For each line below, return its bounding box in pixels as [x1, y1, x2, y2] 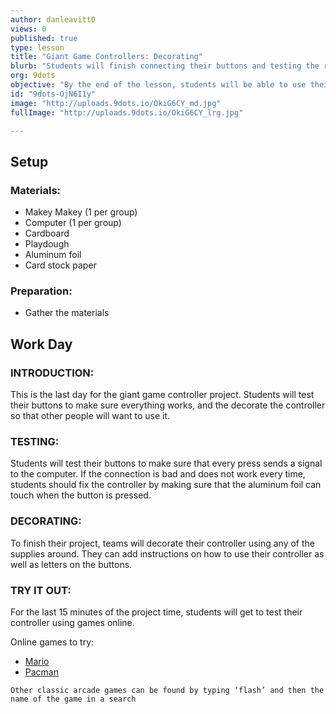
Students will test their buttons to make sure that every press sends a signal [10, 457, 323, 470]
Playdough [24, 238, 70, 250]
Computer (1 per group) [24, 217, 122, 229]
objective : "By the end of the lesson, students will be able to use [10, 80, 307, 90]
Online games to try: [10, 636, 95, 648]
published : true [10, 33, 78, 43]
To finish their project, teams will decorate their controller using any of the [10, 537, 315, 549]
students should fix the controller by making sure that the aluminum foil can [10, 479, 322, 491]
